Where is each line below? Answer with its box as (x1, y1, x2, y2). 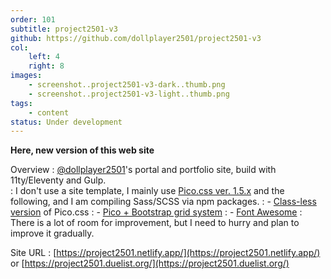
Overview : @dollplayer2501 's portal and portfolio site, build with (10, 164, 277, 176)
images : (10, 71, 43, 81)
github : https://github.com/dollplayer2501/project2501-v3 (10, 33, 262, 43)
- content (28, 107, 70, 118)
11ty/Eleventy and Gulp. (10, 174, 107, 186)
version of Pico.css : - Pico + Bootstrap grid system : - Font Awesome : (10, 206, 303, 218)
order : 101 (10, 14, 56, 25)
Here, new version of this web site (10, 144, 155, 156)
